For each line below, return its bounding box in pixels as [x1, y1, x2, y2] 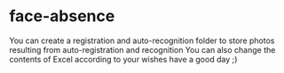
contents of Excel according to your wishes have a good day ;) [9, 54, 238, 64]
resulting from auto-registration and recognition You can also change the [9, 44, 276, 55]
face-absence [9, 6, 115, 26]
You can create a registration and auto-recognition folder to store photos [9, 35, 275, 46]
